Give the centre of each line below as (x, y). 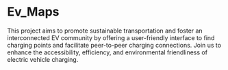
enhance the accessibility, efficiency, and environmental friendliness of (107, 52)
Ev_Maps (33, 12)
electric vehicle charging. (43, 59)
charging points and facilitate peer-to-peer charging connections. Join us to (114, 45)
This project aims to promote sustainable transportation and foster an (105, 31)
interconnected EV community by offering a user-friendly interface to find (111, 37)
